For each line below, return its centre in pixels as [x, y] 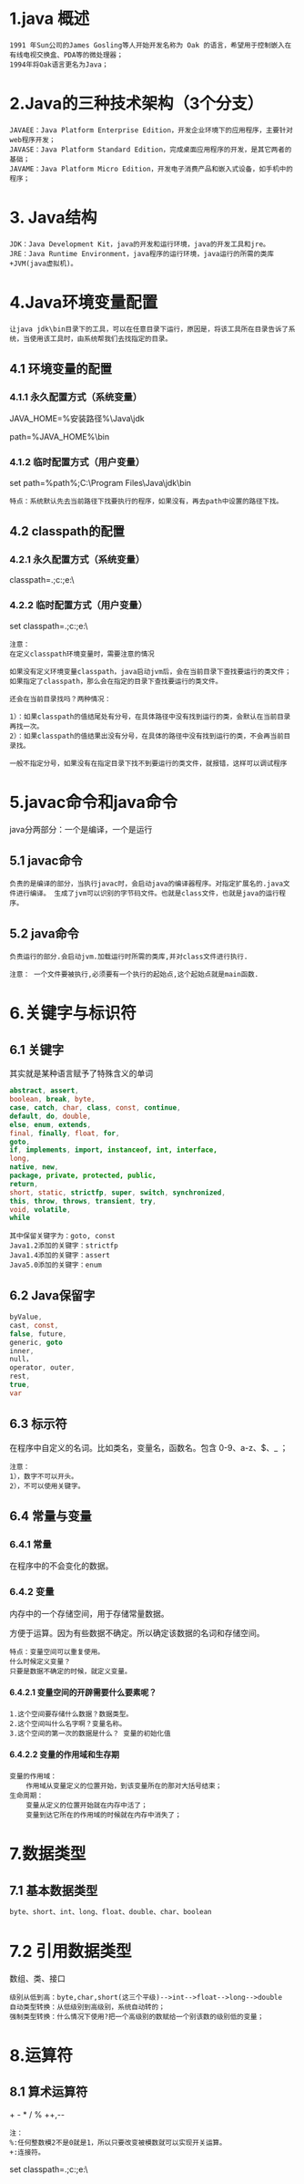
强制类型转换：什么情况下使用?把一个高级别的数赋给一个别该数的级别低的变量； [137, 2016]
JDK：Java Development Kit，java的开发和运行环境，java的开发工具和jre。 [140, 244]
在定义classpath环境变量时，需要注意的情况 [82, 654]
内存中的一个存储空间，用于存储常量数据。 [89, 1613]
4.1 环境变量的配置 [61, 369]
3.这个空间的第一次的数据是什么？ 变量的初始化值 [90, 1734]
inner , [22, 1351]
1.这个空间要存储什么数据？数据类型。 [71, 1714]
